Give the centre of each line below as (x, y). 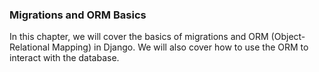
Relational (30, 47)
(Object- (288, 37)
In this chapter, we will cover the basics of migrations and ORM (139, 37)
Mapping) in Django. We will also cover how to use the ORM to (180, 47)
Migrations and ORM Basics (78, 15)
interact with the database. (64, 58)
